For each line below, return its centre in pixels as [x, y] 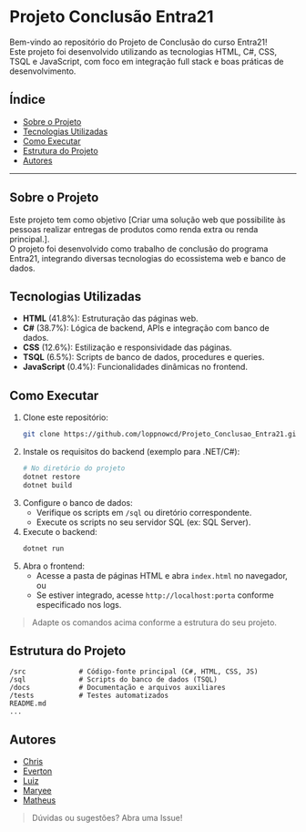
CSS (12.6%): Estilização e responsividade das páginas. [127, 347]
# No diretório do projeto [74, 468]
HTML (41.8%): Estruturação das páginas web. [110, 318]
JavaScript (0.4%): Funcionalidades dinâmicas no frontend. [135, 367]
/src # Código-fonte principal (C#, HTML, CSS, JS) [134, 672]
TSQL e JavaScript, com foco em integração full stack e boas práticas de [147, 61]
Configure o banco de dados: [78, 502]
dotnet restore [51, 477]
